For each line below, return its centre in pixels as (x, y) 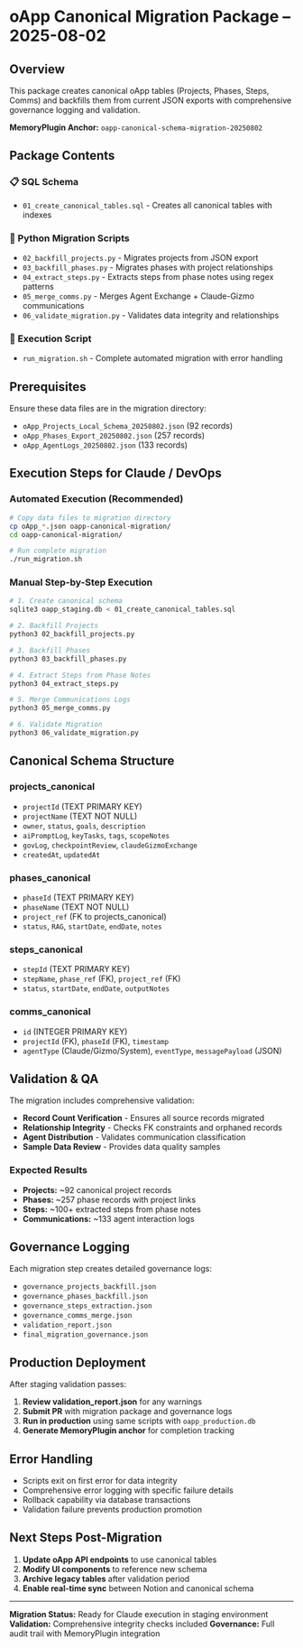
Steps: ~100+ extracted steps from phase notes (111, 1209)
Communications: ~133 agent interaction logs (109, 1218)
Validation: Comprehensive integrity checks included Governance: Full (142, 1624)
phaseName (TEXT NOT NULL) (76, 907)
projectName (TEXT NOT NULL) (80, 816)
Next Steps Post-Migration (86, 1537)
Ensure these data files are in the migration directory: (108, 409)
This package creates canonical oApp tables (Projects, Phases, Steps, (139, 91)
